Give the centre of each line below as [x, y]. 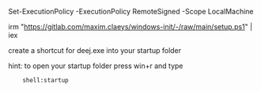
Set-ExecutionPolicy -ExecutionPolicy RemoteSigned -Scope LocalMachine [131, 11]
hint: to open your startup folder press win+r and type [96, 66]
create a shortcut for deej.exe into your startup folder [95, 50]
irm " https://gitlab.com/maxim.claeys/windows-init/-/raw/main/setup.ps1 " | [130, 27]
